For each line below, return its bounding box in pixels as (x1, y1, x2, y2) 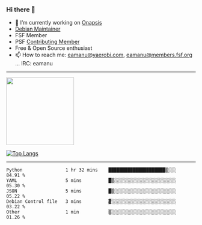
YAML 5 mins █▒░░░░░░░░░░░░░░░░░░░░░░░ (6, 178, 176, 184)
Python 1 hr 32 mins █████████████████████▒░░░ (6, 167, 176, 173)
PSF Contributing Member (14, 38, 80, 46)
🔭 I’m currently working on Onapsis (14, 19, 102, 26)
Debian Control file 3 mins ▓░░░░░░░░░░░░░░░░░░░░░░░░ (6, 199, 176, 205)
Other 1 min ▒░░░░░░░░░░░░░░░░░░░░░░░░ (6, 209, 176, 215)
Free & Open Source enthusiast (14, 44, 93, 52)
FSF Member (14, 32, 47, 39)
